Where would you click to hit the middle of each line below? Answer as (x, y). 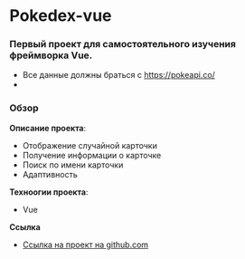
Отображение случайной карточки (90, 145)
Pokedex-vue (61, 16)
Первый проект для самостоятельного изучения (123, 44)
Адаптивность (50, 174)
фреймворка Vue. (51, 55)
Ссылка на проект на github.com (85, 245)
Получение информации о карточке (92, 155)
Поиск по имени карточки (73, 165)
